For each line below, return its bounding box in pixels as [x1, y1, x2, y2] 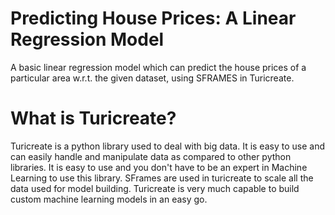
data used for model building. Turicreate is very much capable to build [10, 182, 300, 194]
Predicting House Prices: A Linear [10, 7, 297, 30]
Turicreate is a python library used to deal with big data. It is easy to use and [10, 140, 325, 152]
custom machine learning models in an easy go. [10, 193, 208, 205]
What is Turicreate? [10, 107, 177, 130]
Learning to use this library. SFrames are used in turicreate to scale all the [10, 172, 314, 184]
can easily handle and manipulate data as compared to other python [10, 150, 292, 162]
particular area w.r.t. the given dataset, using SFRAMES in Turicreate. [10, 72, 295, 84]
